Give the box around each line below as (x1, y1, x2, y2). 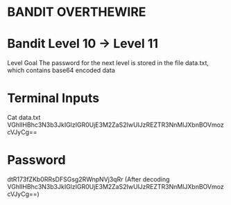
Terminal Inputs (7, 91, 99, 106)
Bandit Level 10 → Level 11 (7, 36, 158, 52)
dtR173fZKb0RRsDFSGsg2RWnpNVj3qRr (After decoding (7, 175, 170, 184)
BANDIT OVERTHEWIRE (7, 4, 146, 20)
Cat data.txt (7, 114, 41, 122)
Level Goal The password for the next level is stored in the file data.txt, (7, 59, 209, 67)
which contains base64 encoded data (7, 66, 116, 75)
